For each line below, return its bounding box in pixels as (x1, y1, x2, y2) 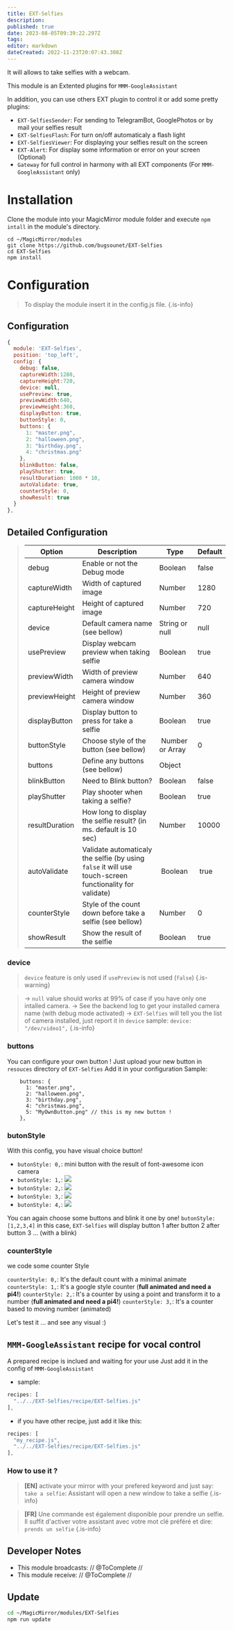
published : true (7, 23, 54, 30)
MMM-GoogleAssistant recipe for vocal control (7, 1339, 201, 1350)
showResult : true (19, 494, 70, 501)
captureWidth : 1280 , (19, 371, 76, 378)
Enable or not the (82, 559, 138, 568)
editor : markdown (7, 42, 58, 49)
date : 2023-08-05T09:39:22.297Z (7, 29, 101, 37)
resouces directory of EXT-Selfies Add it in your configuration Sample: (7, 1064, 208, 1073)
